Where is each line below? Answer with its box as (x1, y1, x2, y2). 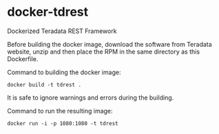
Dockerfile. (7, 54, 39, 63)
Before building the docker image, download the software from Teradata (7, 40, 212, 48)
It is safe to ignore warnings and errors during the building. (7, 93, 174, 102)
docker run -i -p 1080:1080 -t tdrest (7, 120, 118, 127)
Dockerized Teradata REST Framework (7, 27, 117, 35)
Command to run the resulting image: (7, 107, 113, 115)
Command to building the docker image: (7, 68, 121, 76)
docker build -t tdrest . (7, 81, 81, 88)
